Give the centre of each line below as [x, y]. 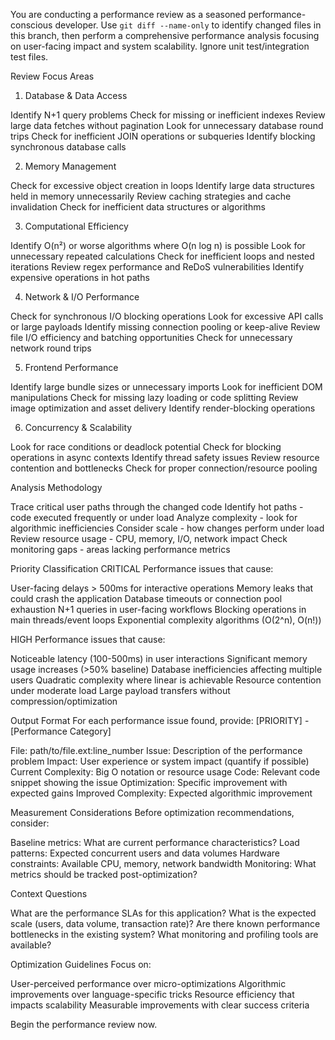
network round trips [51, 348]
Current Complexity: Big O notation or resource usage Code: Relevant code [165, 772]
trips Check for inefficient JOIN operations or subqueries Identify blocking [163, 136]
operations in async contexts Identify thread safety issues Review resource [165, 457]
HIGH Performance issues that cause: [88, 639]
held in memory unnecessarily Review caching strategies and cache [151, 196]
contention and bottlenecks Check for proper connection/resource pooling [164, 468]
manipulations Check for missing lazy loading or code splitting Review [154, 397]
